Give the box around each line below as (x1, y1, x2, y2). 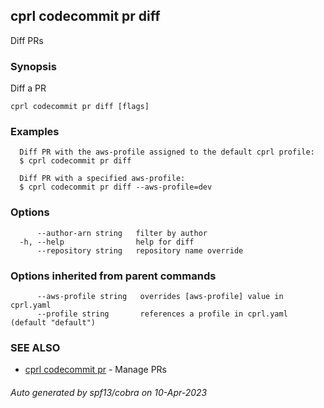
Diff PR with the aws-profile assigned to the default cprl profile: (19, 147, 315, 158)
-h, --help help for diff (19, 237, 195, 247)
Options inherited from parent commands (10, 269, 217, 283)
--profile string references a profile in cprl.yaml (36, 309, 288, 319)
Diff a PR (10, 82, 47, 94)
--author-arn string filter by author (36, 228, 208, 238)
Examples (10, 125, 60, 139)
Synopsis (10, 59, 57, 73)
